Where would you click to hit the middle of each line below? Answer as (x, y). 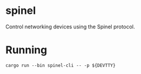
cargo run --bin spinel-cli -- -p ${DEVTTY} (61, 65)
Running (26, 50)
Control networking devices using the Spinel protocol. (70, 27)
